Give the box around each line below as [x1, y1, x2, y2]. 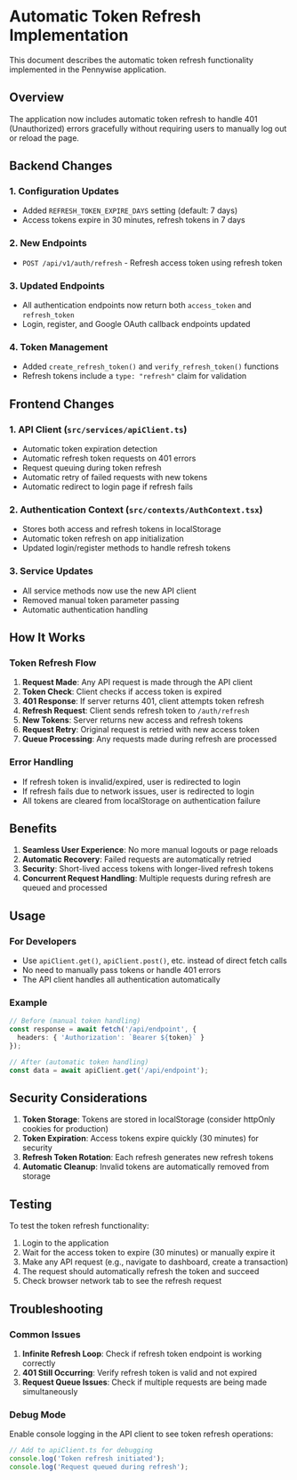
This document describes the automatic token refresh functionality [9, 54, 253, 65]
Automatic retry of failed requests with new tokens [21, 472, 208, 483]
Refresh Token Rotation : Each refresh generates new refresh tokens [21, 1152, 274, 1163]
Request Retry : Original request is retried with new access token [21, 724, 260, 735]
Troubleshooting [9, 1301, 104, 1316]
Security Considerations [9, 1091, 148, 1106]
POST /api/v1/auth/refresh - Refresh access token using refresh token [21, 257, 283, 268]
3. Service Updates [9, 565, 93, 577]
